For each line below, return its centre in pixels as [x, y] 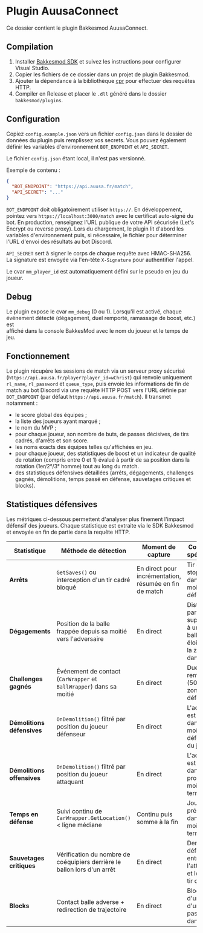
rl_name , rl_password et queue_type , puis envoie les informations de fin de [98, 384]
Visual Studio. [32, 68]
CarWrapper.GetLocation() [94, 818]
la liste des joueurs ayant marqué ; [58, 421]
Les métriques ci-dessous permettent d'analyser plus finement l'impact [95, 519]
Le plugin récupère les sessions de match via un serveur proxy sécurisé [96, 371]
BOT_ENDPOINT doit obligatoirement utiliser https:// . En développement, [94, 209]
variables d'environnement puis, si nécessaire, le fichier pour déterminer [97, 235]
